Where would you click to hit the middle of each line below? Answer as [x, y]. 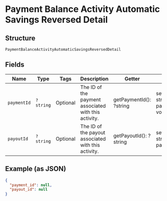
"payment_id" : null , [31, 185]
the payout [93, 132]
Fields [15, 65]
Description [94, 79]
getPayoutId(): [130, 135]
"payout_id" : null [29, 190]
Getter [132, 79]
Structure [20, 38]
